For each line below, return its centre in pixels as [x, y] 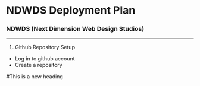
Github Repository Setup [45, 47]
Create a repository [38, 65]
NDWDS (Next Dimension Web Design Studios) [75, 29]
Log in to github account [45, 59]
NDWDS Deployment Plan [71, 10]
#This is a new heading [35, 77]
